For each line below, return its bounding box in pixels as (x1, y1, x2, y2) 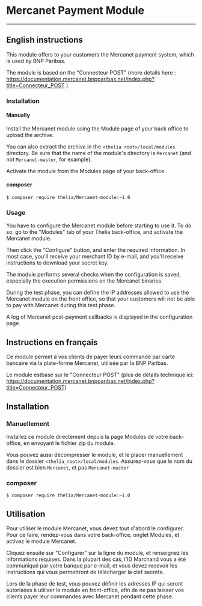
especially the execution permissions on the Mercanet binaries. (6, 277, 164, 284)
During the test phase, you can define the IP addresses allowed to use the (6, 289, 189, 296)
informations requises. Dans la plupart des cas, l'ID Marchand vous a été (6, 555, 186, 563)
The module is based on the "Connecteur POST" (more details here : (6, 69, 176, 76)
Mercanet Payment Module (6, 4, 145, 17)
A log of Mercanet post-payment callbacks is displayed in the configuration (6, 313, 193, 320)
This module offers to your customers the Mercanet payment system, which (6, 50, 194, 58)
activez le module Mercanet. (6, 537, 77, 545)
